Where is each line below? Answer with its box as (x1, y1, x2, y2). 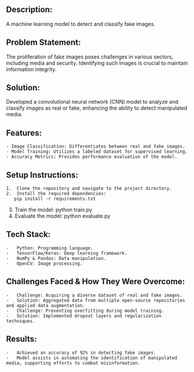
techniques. (6, 318, 35, 324)
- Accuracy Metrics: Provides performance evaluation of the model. (6, 154, 178, 160)
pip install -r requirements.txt (14, 196, 96, 202)
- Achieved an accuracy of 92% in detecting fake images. (6, 350, 157, 355)
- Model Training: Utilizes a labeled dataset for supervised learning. (6, 149, 188, 155)
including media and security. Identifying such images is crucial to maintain (6, 59, 188, 67)
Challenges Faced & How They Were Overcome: (6, 276, 185, 287)
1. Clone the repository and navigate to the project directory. (6, 186, 172, 192)
